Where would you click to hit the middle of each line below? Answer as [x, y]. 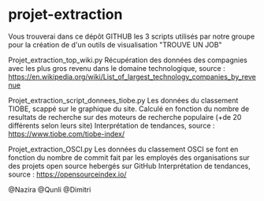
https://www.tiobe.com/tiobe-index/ [67, 134]
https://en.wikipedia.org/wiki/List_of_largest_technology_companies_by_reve [132, 76]
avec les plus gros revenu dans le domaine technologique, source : [117, 68]
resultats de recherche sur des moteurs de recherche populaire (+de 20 [125, 117]
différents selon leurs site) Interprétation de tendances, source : [112, 125]
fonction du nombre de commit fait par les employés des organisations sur [129, 157]
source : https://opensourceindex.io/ [67, 174]
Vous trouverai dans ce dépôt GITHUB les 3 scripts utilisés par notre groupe [132, 36]
